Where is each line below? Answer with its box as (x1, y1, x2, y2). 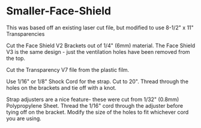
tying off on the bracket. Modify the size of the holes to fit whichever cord (6, 108, 189, 115)
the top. (6, 54, 26, 62)
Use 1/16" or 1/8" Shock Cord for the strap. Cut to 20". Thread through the (6, 78, 189, 85)
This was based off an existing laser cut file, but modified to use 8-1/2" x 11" (6, 24, 194, 31)
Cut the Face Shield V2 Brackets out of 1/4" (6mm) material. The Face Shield (6, 42, 196, 49)
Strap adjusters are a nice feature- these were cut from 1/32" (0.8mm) (6, 96, 179, 103)
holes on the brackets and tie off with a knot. (6, 84, 117, 91)
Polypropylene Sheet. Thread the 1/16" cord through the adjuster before (6, 102, 184, 109)
